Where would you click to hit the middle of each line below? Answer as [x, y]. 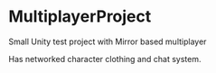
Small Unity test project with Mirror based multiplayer [108, 41]
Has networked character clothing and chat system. [105, 59]
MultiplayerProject [80, 17]
